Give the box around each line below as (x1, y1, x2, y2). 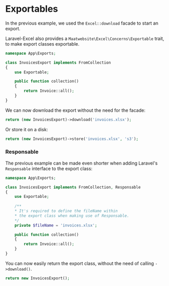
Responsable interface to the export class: (5, 165, 93, 172)
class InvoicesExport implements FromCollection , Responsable (5, 185, 141, 190)
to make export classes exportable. (5, 40, 79, 47)
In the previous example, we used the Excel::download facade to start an (5, 20, 159, 26)
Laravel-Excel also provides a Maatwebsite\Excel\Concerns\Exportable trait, (5, 35, 164, 42)
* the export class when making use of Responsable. (14, 213, 130, 218)
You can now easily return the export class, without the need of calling (5, 260, 154, 267)
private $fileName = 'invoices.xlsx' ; (14, 222, 97, 228)
